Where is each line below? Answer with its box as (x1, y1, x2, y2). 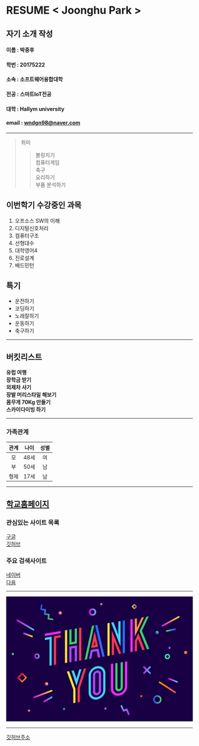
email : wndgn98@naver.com (6, 119, 81, 127)
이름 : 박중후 (6, 46, 34, 53)
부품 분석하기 (35, 181, 66, 188)
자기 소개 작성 (6, 29, 53, 39)
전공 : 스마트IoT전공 (6, 90, 52, 97)
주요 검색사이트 (6, 556, 47, 565)
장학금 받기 (6, 376, 31, 383)
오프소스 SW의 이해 (14, 217, 60, 224)
